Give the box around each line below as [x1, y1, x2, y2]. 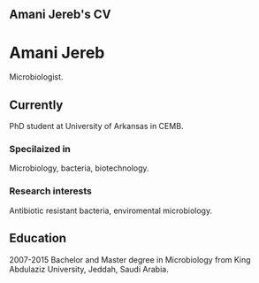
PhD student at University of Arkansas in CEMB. [9, 121, 184, 132]
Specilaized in [9, 143, 71, 156]
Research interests [9, 185, 93, 197]
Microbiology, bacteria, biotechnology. [9, 163, 149, 173]
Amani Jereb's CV [9, 7, 111, 22]
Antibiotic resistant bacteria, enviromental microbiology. [9, 205, 213, 216]
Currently [9, 97, 64, 112]
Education [9, 231, 67, 246]
